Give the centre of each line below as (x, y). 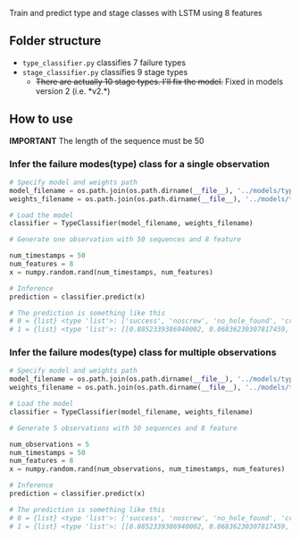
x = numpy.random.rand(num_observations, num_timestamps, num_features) (147, 469)
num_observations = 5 (50, 444)
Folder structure (55, 41)
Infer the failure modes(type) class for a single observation (140, 164)
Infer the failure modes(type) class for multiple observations (143, 352)
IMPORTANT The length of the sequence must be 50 (107, 140)
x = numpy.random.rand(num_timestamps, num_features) (112, 272)
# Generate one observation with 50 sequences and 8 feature (125, 240)
